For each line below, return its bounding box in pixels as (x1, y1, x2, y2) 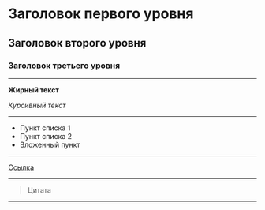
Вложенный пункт (19, 140, 80, 149)
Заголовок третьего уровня (8, 60, 121, 71)
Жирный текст (8, 84, 59, 95)
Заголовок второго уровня (8, 36, 147, 50)
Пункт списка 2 (19, 131, 73, 141)
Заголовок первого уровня (8, 5, 194, 23)
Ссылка (8, 163, 35, 172)
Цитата (27, 185, 51, 194)
